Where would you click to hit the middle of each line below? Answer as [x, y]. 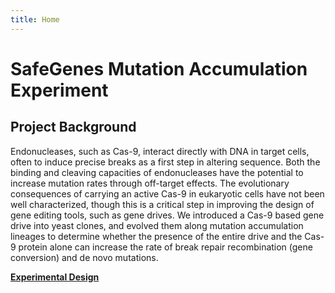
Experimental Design [55, 277]
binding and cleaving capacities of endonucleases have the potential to [157, 172]
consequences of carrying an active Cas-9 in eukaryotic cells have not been [167, 193]
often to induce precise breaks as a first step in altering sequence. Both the [165, 162]
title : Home [35, 19]
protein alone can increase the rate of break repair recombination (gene [165, 247]
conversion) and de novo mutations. [84, 257]
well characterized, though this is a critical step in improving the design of [162, 204]
